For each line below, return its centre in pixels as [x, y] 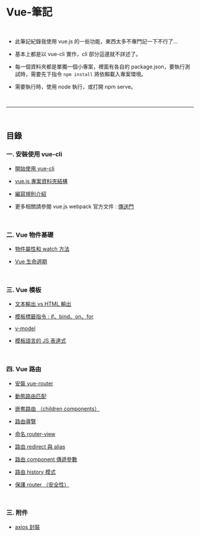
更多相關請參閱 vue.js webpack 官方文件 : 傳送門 [74, 206]
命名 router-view [35, 434]
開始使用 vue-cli [35, 168]
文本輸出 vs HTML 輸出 [43, 304]
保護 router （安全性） [42, 484]
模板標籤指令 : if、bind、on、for [54, 316]
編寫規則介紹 [30, 193]
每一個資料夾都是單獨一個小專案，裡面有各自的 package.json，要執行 [100, 67]
